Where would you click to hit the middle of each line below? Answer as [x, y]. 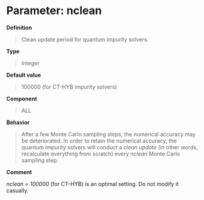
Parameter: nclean [54, 11]
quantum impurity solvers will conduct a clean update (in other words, [110, 147]
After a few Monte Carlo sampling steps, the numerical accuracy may [108, 134]
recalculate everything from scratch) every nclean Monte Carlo [100, 154]
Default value [24, 75]
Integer [30, 63]
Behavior [18, 122]
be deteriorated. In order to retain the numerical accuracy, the [99, 141]
